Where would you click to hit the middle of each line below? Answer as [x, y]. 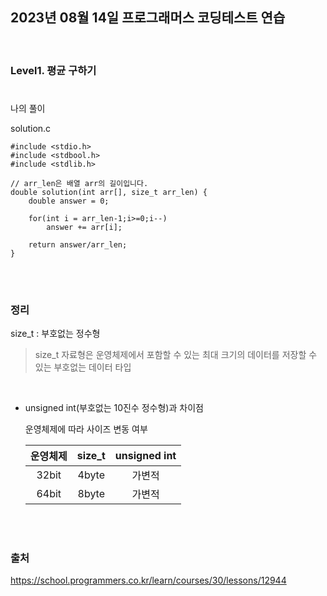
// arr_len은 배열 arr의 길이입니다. [79, 183]
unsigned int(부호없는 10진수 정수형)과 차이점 [114, 408]
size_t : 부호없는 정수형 [55, 334]
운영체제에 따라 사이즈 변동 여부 [86, 429]
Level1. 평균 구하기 [53, 70]
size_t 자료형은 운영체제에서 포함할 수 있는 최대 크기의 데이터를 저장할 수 [176, 355]
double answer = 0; [69, 201]
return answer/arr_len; [78, 244]
